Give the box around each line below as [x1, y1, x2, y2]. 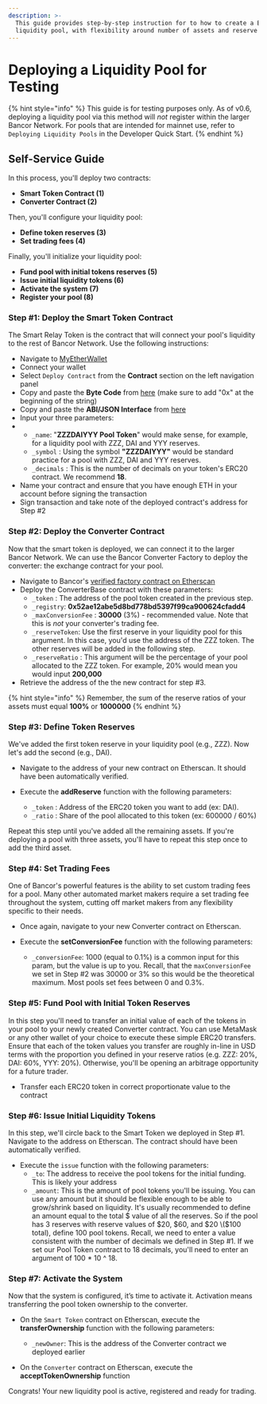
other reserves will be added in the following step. [31, 644, 196, 653]
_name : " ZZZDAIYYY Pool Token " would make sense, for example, [31, 430, 248, 439]
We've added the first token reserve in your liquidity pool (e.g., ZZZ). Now [8, 740, 250, 749]
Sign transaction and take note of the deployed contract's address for [19, 497, 248, 507]
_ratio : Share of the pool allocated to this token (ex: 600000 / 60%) [31, 811, 257, 821]
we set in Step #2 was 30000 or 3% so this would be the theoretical [31, 969, 255, 979]
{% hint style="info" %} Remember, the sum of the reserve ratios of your [8, 693, 246, 702]
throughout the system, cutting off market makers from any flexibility [8, 898, 234, 907]
